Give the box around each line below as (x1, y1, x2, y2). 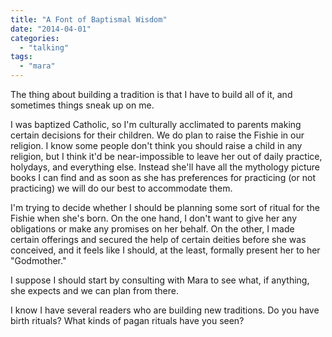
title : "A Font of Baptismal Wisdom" (10, 14, 168, 25)
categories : (10, 33, 60, 43)
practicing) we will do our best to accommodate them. (10, 182, 233, 194)
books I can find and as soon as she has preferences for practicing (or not (10, 172, 316, 183)
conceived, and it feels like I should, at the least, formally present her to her (10, 244, 321, 256)
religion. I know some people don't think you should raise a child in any (10, 140, 303, 151)
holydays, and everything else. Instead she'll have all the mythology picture (10, 161, 320, 173)
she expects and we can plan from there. (10, 285, 180, 296)
